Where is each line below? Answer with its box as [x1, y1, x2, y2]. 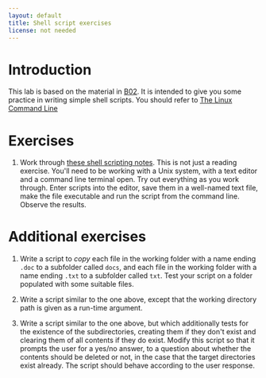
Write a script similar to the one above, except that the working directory [19, 295, 257, 304]
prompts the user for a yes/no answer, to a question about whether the [19, 344, 252, 353]
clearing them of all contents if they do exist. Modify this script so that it [19, 335, 256, 345]
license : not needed [8, 26, 77, 34]
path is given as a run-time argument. [19, 303, 143, 313]
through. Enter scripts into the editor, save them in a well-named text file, [19, 183, 258, 193]
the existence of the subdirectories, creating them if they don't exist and [19, 327, 256, 337]
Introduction [8, 60, 92, 79]
